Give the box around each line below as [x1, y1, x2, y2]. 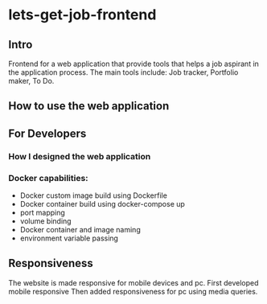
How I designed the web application [8, 150, 151, 162]
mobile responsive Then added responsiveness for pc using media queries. [8, 286, 258, 296]
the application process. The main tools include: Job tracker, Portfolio [8, 68, 239, 77]
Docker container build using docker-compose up [19, 199, 185, 208]
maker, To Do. [8, 76, 55, 85]
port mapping [19, 207, 66, 217]
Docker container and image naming [19, 225, 141, 234]
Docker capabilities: [8, 172, 88, 183]
